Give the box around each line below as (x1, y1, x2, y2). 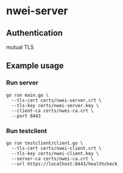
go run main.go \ (6, 92, 49, 98)
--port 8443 (11, 113, 41, 119)
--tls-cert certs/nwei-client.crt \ (11, 145, 102, 151)
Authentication (6, 28, 63, 38)
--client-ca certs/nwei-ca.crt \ (11, 108, 94, 114)
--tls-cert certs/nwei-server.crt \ (11, 97, 102, 103)
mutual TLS (6, 43, 34, 51)
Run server (6, 78, 38, 87)
